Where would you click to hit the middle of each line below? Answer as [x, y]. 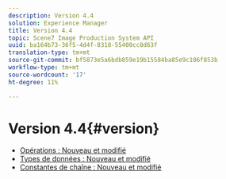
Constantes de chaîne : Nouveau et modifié [90, 167]
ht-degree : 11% [33, 82]
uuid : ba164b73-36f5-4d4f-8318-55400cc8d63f [83, 45]
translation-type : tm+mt [49, 53]
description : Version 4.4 [51, 16]
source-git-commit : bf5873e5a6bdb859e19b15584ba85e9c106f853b [113, 60]
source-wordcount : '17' [48, 75]
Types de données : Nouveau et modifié [85, 159]
